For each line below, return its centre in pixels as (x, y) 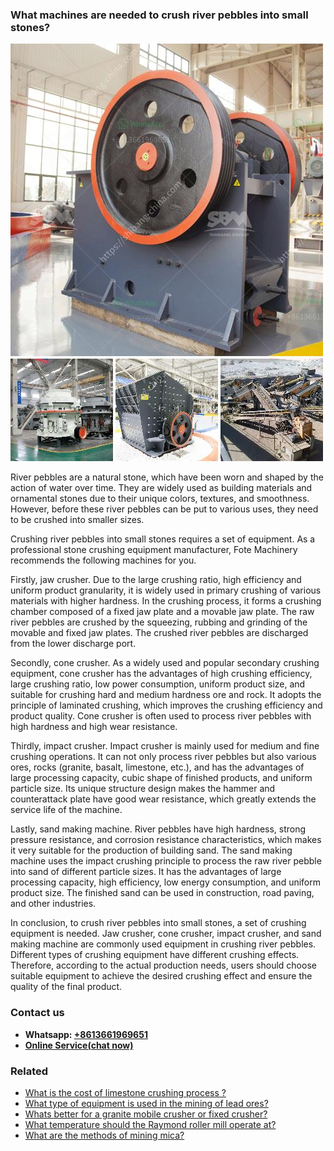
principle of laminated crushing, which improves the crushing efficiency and (166, 705)
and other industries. (53, 904)
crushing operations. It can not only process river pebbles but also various (163, 757)
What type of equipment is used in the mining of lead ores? (146, 1103)
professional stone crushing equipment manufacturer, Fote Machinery (154, 550)
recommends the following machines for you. (103, 560)
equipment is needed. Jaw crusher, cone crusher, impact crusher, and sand (166, 934)
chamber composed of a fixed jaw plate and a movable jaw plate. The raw (162, 612)
